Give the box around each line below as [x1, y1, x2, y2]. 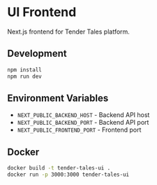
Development [7, 48, 68, 60]
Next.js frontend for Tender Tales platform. [7, 27, 130, 36]
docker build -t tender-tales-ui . [7, 165, 111, 172]
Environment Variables [7, 92, 109, 104]
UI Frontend [7, 4, 77, 20]
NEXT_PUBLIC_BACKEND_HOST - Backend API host [17, 111, 150, 119]
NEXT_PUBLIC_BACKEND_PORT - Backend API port [17, 118, 149, 127]
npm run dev [7, 73, 42, 80]
